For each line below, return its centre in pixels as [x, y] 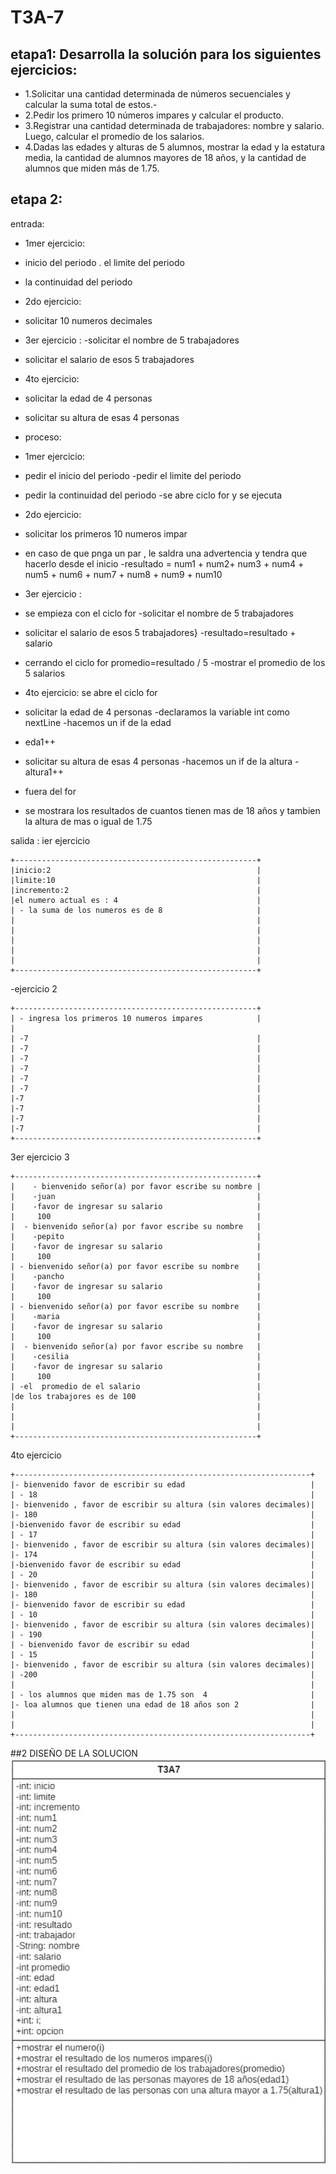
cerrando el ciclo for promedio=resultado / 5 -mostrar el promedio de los [175, 662]
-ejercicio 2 [34, 988]
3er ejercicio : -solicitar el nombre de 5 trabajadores [132, 340]
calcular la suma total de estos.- [91, 104]
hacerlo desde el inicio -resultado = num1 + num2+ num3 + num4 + [164, 563]
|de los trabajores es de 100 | [136, 1396]
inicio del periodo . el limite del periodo [104, 262]
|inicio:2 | [136, 870]
